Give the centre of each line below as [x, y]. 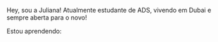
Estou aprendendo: [34, 31]
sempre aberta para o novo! [47, 17]
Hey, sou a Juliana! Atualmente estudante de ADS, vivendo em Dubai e [109, 10]
